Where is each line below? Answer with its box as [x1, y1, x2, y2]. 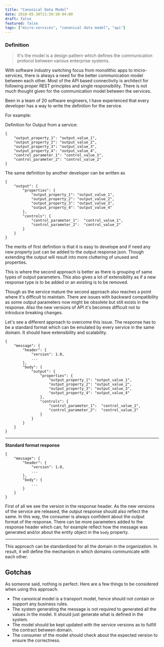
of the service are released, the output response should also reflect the [5, 508, 148, 515]
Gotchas [5, 568, 32, 576]
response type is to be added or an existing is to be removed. [5, 279, 128, 285]
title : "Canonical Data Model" [5, 7, 69, 12]
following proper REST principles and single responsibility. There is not [5, 83, 147, 89]
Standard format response [5, 442, 60, 448]
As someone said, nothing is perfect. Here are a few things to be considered [5, 581, 159, 587]
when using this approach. [5, 586, 59, 592]
